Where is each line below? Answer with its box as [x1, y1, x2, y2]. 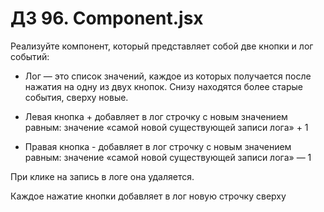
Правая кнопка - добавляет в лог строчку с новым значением [24, 140, 292, 152]
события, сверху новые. [24, 91, 129, 103]
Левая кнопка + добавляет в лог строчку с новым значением [24, 110, 288, 122]
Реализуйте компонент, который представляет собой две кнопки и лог [10, 40, 314, 52]
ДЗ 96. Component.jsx [10, 7, 204, 30]
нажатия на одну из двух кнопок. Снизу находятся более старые [24, 80, 304, 92]
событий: [10, 50, 50, 62]
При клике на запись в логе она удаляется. [10, 170, 195, 182]
